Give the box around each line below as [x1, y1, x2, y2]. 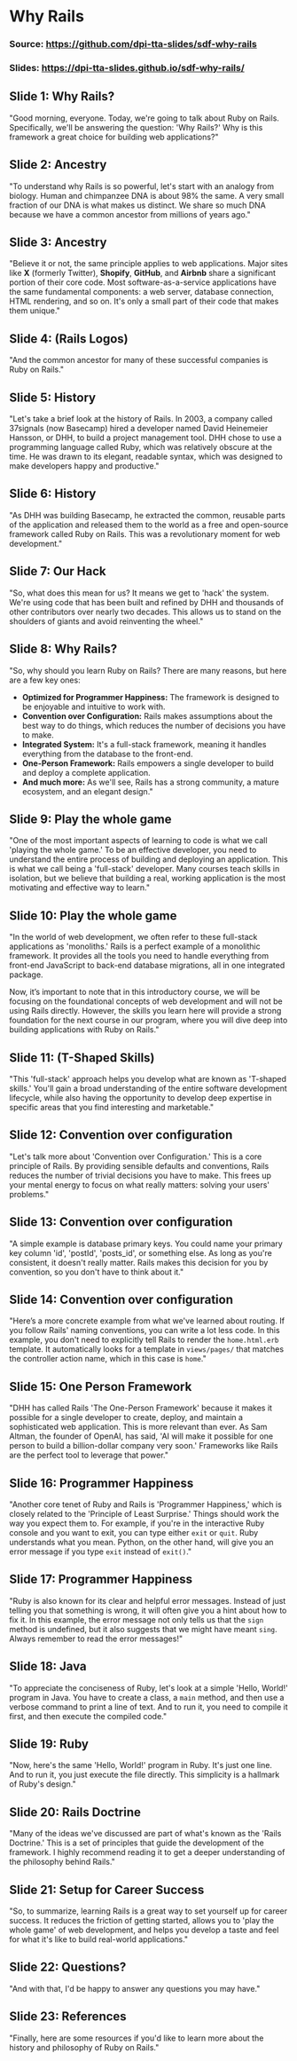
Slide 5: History [9, 390, 96, 405]
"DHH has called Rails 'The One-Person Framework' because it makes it [9, 1402, 273, 1413]
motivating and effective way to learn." [9, 882, 151, 893]
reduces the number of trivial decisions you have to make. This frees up [9, 1170, 272, 1181]
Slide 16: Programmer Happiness [9, 1475, 194, 1490]
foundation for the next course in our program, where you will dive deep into [9, 1015, 288, 1026]
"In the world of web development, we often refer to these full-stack [9, 932, 258, 943]
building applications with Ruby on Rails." [9, 1024, 160, 1035]
